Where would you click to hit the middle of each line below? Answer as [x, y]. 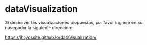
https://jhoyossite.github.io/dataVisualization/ [51, 37]
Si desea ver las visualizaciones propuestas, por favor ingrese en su [74, 22]
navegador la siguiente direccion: [39, 27]
